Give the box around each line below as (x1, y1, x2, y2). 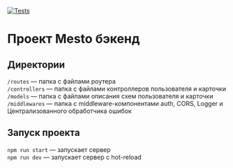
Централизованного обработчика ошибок (7, 107, 133, 115)
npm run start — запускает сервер (7, 145, 111, 153)
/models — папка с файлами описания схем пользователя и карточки (7, 92, 213, 100)
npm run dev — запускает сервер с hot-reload (7, 153, 142, 161)
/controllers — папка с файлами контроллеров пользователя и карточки (7, 84, 227, 93)
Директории (7, 59, 65, 70)
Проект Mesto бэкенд (7, 31, 140, 47)
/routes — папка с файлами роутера (7, 77, 116, 85)
